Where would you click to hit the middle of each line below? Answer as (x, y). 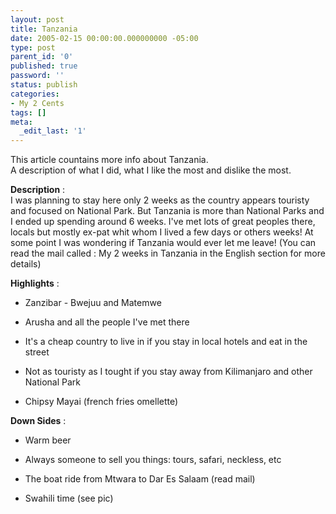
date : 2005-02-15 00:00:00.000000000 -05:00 (104, 38)
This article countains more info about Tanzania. (109, 160)
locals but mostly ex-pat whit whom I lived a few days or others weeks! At (162, 232)
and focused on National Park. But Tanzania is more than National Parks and (167, 211)
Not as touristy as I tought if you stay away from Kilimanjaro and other (168, 372)
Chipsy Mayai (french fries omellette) (101, 402)
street (37, 352)
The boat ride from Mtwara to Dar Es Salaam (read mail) (140, 479)
